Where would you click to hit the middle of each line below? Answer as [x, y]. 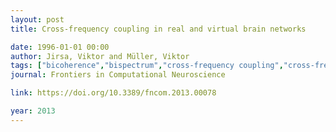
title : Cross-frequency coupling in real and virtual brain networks [158, 29]
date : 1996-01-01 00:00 [60, 47]
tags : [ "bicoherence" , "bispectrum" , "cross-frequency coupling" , [147, 66]
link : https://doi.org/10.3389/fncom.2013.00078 [113, 93]
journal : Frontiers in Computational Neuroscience [118, 75]
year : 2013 [33, 111]
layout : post [37, 19]
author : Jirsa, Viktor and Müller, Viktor [100, 56]
